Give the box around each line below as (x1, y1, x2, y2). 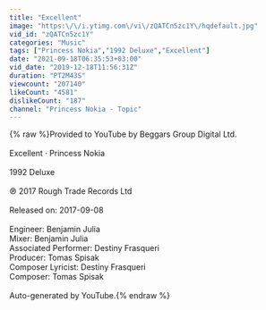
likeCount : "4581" (9, 88, 78, 96)
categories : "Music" (9, 38, 87, 47)
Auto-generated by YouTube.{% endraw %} (9, 290, 171, 301)
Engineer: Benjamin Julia (9, 224, 101, 235)
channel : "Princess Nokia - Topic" (9, 105, 142, 113)
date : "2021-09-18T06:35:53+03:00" (9, 54, 142, 63)
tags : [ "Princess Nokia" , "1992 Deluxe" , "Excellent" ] (9, 46, 210, 55)
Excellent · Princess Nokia (9, 148, 106, 159)
